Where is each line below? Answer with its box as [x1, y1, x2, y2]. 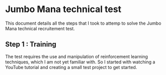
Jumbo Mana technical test [5, 4, 122, 15]
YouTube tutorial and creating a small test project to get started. [5, 64, 137, 70]
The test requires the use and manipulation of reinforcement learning [5, 53, 148, 59]
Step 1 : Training [5, 40, 57, 49]
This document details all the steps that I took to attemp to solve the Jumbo [5, 20, 161, 26]
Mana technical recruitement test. [5, 25, 75, 31]
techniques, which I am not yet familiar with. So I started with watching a [5, 59, 155, 65]
